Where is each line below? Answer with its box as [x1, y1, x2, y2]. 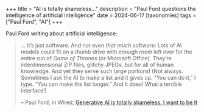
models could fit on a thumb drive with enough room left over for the [20, 48, 192, 55]
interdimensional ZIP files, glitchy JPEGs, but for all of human [20, 61, 174, 68]
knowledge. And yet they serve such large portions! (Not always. [20, 68, 183, 75]
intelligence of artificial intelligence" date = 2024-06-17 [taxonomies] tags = [5, 12, 197, 19]
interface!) [20, 87, 47, 94]
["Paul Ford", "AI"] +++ [5, 18, 63, 25]
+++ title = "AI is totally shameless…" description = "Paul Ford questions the [5, 5, 196, 12]
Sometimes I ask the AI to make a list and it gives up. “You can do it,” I [20, 74, 196, 81]
